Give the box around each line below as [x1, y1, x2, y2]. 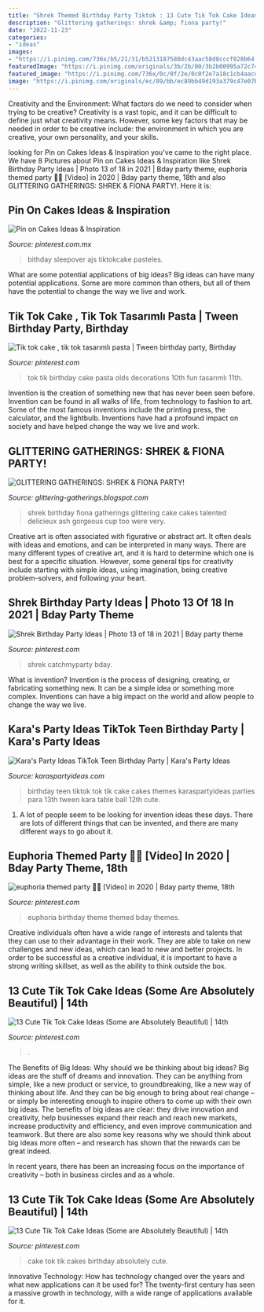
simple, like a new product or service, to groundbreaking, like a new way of [8, 1079, 251, 1089]
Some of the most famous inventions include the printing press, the [8, 405, 226, 415]
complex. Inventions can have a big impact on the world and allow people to [8, 691, 255, 701]
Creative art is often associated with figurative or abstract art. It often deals [8, 531, 251, 541]
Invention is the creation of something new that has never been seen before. [8, 388, 255, 398]
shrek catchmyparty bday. [27, 659, 112, 669]
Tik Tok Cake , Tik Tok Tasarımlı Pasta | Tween [8, 310, 239, 323]
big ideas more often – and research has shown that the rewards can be [8, 1138, 241, 1148]
